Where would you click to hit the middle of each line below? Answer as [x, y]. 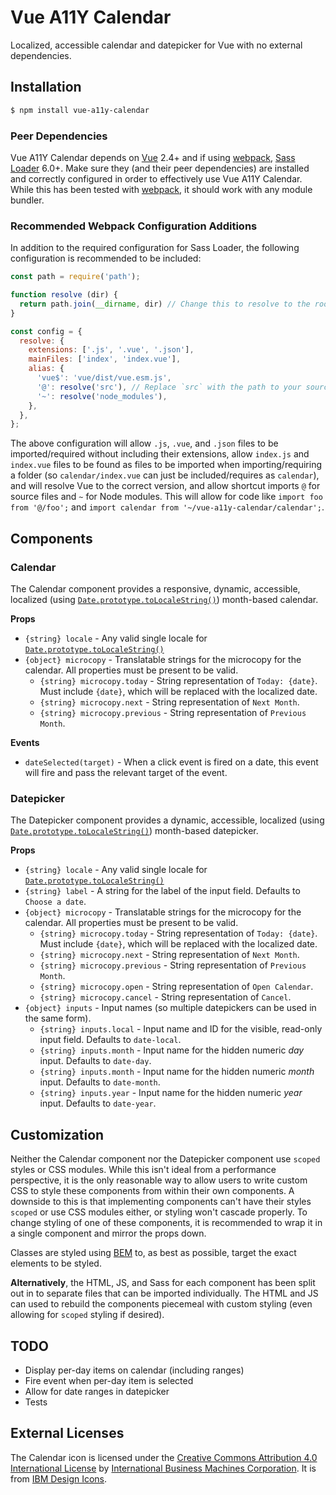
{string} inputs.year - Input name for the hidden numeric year [171, 1093]
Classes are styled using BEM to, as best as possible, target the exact [153, 1253]
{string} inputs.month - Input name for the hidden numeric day [172, 1050]
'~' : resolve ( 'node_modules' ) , [102, 396]
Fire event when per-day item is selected [109, 1380]
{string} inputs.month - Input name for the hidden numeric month [177, 1072]
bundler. [27, 200]
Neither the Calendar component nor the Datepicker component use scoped [165, 1159]
